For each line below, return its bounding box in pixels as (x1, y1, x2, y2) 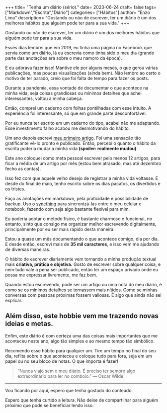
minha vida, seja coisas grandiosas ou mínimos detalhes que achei (5, 90, 142, 96)
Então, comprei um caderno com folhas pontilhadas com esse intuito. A (5, 105, 152, 111)
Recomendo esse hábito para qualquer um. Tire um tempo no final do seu (5, 347, 156, 353)
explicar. (5, 298, 23, 303)
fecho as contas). (5, 166, 41, 171)
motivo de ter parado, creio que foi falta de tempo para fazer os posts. (5, 76, 149, 81)
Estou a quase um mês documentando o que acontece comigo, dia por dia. (5, 236, 159, 242)
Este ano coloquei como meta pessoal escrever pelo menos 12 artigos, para (5, 155, 161, 161)
